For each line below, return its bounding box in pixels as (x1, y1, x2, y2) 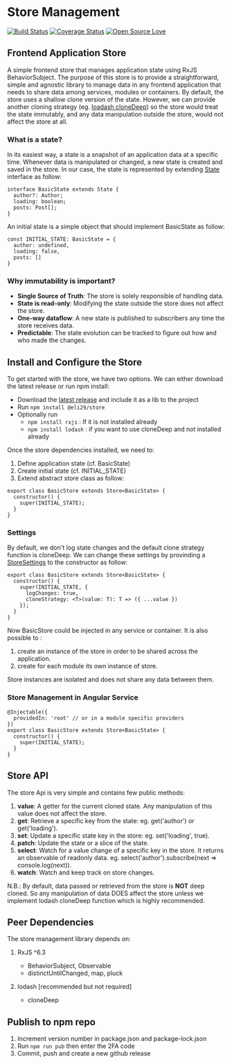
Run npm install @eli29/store (17, 403, 105, 412)
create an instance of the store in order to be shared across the (17, 647, 199, 656)
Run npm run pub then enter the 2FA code (17, 1042, 135, 1050)
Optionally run (17, 410, 58, 419)
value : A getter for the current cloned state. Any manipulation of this (17, 802, 213, 810)
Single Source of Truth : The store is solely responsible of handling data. (17, 292, 224, 301)
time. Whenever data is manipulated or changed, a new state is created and (7, 158, 223, 167)
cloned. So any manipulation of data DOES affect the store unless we (7, 889, 204, 897)
